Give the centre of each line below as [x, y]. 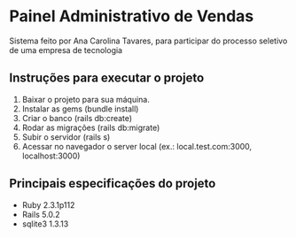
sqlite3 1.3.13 [45, 224]
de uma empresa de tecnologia [66, 50]
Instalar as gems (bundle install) [80, 109]
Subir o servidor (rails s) [66, 137]
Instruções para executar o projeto [107, 78]
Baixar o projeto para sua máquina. [86, 99]
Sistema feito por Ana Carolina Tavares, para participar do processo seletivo [148, 41]
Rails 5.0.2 [41, 214]
